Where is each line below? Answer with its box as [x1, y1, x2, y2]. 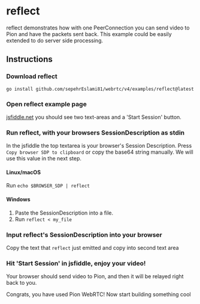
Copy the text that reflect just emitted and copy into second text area [6, 244, 179, 251]
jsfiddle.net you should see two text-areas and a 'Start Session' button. [6, 113, 181, 121]
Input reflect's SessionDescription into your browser [6, 230, 163, 239]
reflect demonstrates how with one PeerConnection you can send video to [6, 24, 190, 31]
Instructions [6, 54, 53, 64]
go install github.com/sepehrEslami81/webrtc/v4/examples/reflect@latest [6, 86, 195, 92]
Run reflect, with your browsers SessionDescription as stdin [6, 128, 185, 136]
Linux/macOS [6, 168, 41, 175]
